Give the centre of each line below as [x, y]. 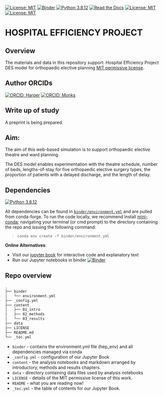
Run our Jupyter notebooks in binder [49, 260]
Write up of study [32, 111]
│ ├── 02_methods [25, 314]
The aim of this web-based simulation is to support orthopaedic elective [78, 149]
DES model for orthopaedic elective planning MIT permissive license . [75, 68]
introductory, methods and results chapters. [57, 367]
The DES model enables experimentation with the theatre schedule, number [82, 164]
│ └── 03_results [25, 319]
